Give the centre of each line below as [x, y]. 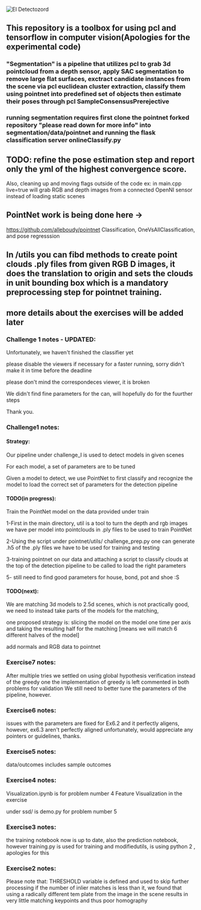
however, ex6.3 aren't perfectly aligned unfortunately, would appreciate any [100, 730]
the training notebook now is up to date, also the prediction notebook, [92, 840]
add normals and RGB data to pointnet [53, 647]
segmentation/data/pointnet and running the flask [81, 133]
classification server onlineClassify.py [64, 140]
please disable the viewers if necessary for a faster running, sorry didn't [95, 364]
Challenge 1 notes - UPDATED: [51, 339]
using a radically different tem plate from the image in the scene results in [97, 894]
